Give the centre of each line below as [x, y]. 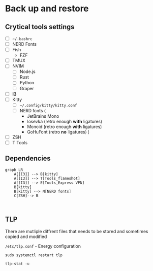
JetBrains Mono [43, 116]
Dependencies [28, 158]
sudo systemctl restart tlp [34, 255]
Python [27, 83]
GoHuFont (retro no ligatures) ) [58, 132]
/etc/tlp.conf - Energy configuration [43, 246]
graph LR [14, 170]
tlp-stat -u [17, 264]
